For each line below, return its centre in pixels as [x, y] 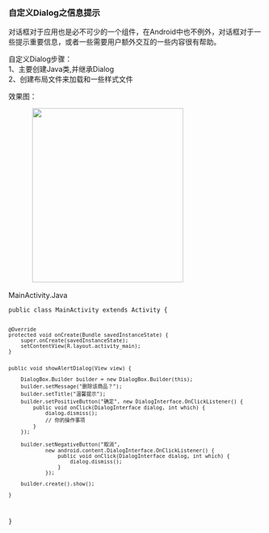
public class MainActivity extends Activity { [88, 310]
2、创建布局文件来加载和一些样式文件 [71, 79]
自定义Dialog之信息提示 [55, 12]
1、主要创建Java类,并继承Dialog [61, 69]
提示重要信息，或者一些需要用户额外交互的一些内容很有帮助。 [118, 42]
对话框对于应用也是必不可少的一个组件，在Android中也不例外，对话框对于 [131, 32]
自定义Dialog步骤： [40, 59]
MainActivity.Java [38, 296]
